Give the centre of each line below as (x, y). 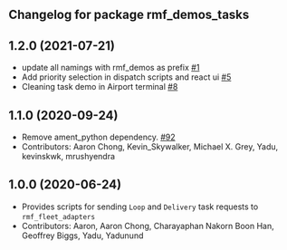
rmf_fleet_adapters (58, 216)
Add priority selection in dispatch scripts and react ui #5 (126, 77)
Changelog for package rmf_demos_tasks (129, 15)
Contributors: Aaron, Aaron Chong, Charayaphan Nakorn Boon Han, (148, 226)
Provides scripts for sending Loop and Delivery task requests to (140, 207)
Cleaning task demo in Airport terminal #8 (100, 87)
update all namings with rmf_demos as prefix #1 (110, 68)
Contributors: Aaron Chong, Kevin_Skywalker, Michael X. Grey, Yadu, (150, 147)
